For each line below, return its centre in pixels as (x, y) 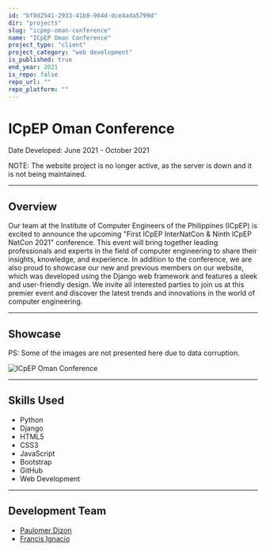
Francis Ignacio (45, 538)
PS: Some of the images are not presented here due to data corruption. (124, 353)
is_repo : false (33, 75)
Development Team (57, 511)
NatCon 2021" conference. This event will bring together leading (113, 243)
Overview (33, 207)
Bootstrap (36, 461)
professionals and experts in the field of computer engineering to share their (133, 251)
